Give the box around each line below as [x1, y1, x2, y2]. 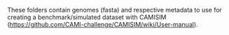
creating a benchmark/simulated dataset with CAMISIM [7, 13, 167, 21]
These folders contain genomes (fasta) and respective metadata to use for [7, 6, 223, 14]
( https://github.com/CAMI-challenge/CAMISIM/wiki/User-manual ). [7, 21, 198, 28]
